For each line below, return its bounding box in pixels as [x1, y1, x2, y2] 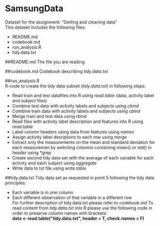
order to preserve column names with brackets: [12, 210, 107, 216]
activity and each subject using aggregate [12, 160, 97, 166]
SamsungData [5, 3, 64, 14]
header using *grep [12, 150, 52, 156]
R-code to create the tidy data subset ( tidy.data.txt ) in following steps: [5, 83, 146, 89]
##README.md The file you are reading [5, 59, 85, 65]
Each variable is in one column [12, 189, 74, 195]
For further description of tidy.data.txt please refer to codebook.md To [12, 200, 153, 205]
